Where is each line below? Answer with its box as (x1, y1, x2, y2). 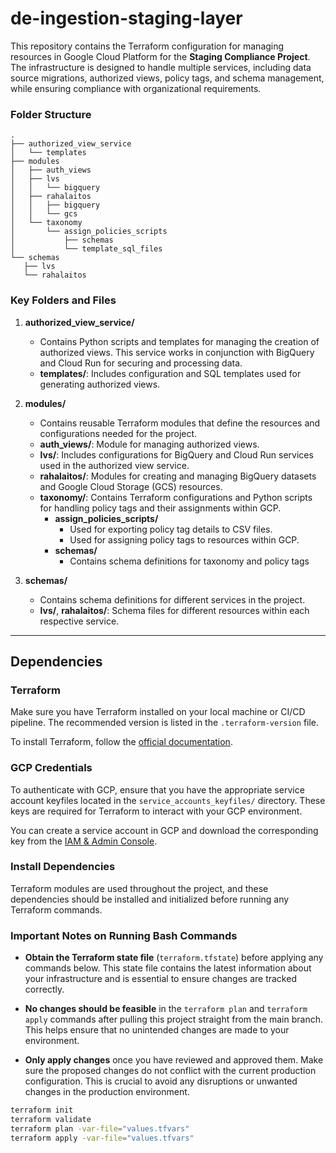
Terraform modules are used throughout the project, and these (10, 882, 269, 894)
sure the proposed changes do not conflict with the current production (24, 1065, 317, 1077)
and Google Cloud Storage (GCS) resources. (39, 480, 223, 492)
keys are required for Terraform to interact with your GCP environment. (10, 805, 303, 817)
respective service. (39, 615, 120, 627)
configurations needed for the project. (39, 427, 198, 439)
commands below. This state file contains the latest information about (24, 962, 312, 974)
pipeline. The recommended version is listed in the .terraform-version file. (10, 717, 320, 729)
